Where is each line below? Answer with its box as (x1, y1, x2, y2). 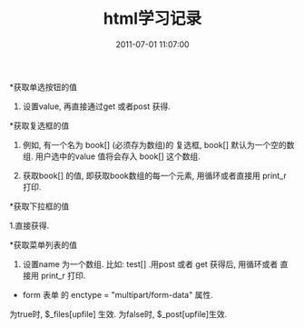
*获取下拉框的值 (9, 201, 70, 212)
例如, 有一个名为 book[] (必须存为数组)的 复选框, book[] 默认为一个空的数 (22, 139, 295, 150)
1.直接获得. (9, 220, 50, 231)
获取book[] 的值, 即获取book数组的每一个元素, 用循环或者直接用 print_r (22, 170, 288, 181)
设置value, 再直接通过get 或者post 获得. (22, 101, 171, 112)
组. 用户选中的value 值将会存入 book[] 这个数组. (22, 151, 201, 162)
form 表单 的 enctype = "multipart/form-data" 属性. (22, 289, 213, 300)
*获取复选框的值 (9, 120, 70, 131)
